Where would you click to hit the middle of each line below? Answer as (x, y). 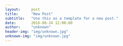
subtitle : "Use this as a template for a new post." (62, 18)
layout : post (23, 9)
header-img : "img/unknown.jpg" (37, 32)
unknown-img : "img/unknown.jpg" (38, 36)
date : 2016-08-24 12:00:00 (39, 23)
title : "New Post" (29, 14)
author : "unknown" (28, 27)
